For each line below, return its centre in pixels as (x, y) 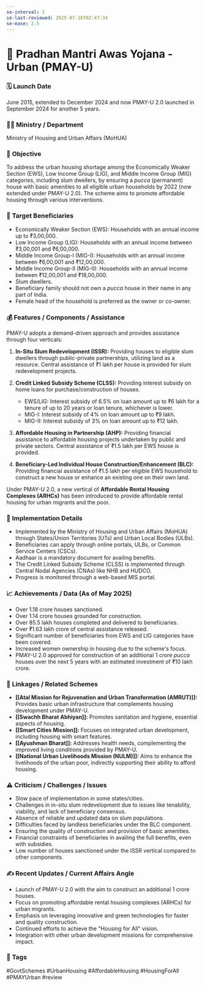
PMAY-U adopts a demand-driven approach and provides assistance (93, 333)
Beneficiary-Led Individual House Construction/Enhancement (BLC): (104, 464)
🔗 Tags (17, 957)
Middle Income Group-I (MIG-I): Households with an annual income (100, 255)
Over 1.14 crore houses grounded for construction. (79, 616)
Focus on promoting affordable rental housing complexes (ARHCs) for (103, 902)
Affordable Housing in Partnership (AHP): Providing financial (93, 433)
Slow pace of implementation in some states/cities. (80, 799)
